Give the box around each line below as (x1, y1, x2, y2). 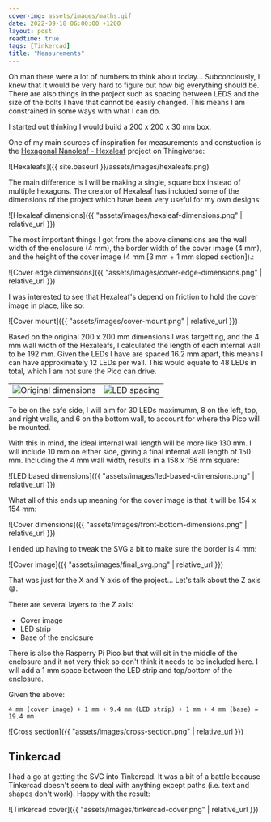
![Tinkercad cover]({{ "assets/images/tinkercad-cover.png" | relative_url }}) (8, 804, 259, 814)
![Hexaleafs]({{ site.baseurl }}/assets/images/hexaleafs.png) (8, 162, 210, 171)
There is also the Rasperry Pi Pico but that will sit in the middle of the (8, 649, 238, 658)
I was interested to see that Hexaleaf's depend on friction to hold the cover (8, 292, 258, 301)
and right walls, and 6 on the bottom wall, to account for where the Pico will (8, 414, 260, 424)
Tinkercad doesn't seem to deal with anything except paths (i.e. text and (8, 780, 249, 790)
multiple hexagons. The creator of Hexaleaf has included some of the (8, 186, 239, 195)
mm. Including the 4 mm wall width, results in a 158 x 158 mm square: (8, 455, 240, 465)
